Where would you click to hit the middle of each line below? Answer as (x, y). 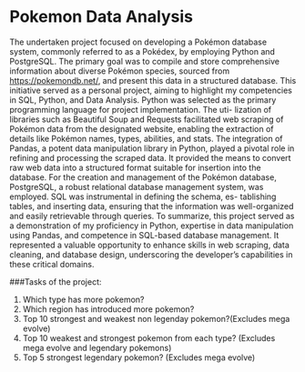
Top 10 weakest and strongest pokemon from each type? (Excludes (149, 337)
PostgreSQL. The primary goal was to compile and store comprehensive (145, 61)
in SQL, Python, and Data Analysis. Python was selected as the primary (143, 100)
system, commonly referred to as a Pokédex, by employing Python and (142, 51)
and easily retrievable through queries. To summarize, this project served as (152, 216)
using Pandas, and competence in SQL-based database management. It (144, 235)
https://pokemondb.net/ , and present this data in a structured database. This (153, 80)
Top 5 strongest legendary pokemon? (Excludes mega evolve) (139, 357)
